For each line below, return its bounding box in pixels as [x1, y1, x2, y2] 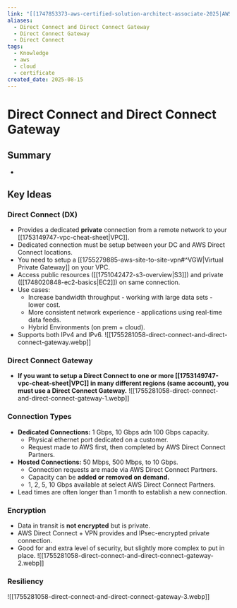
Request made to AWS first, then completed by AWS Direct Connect [28, 442, 226, 451]
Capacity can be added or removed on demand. [28, 473, 170, 481]
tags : [7, 43, 23, 50]
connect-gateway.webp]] [17, 338, 92, 346]
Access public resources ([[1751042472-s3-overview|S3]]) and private [17, 271, 224, 279]
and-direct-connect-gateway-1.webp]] [17, 394, 130, 403]
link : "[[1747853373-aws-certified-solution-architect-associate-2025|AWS [7, 10, 232, 18]
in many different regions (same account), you [90, 379, 229, 388]
